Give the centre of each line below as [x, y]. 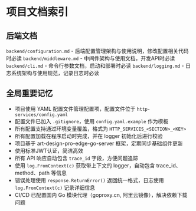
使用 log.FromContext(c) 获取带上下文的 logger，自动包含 [85, 165]
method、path [32, 173]
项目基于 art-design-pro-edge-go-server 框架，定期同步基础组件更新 [99, 143]
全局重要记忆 [30, 93]
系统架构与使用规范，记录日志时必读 [55, 73]
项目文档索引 [37, 12]
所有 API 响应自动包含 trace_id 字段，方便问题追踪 [76, 158]
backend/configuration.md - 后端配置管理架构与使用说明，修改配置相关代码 [97, 51]
